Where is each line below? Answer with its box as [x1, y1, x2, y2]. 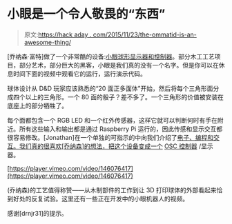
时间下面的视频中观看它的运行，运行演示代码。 [12, 70, 146, 78]
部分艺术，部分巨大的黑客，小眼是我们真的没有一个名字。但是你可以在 [19, 61, 219, 69]
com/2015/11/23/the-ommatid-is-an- [93, 30, 197, 39]
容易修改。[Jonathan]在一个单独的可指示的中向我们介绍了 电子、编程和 [12, 133, 214, 141]
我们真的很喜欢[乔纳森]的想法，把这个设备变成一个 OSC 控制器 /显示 [19, 142, 213, 150]
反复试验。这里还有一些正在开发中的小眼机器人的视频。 [30, 194, 188, 203]
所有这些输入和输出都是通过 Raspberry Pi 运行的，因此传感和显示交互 [19, 125, 217, 133]
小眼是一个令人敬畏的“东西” [7, 6, 166, 22]
